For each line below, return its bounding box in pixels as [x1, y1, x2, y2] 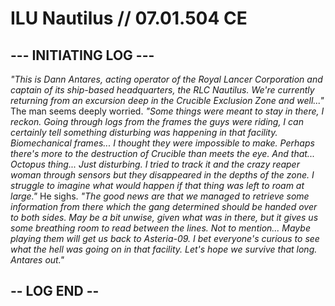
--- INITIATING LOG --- [10, 47, 155, 64]
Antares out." [10, 254, 65, 266]
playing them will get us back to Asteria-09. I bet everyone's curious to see [10, 233, 320, 244]
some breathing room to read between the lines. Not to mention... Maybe [10, 222, 311, 234]
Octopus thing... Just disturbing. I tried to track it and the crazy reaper [10, 158, 300, 170]
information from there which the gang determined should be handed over [10, 201, 318, 212]
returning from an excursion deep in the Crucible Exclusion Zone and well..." [10, 95, 325, 106]
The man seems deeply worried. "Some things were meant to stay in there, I [10, 105, 325, 117]
